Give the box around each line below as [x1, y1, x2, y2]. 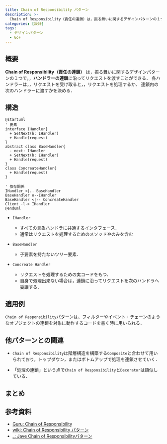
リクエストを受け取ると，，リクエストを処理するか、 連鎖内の [33, 81, 159, 87]
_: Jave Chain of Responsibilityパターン [12, 433, 93, 439]
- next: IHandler [9, 148, 46, 153]
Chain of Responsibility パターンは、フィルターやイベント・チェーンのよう [5, 314, 161, 320]
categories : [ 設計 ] [5, 21, 44, 26]
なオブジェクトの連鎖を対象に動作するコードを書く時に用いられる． [5, 320, 145, 326]
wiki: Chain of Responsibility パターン [12, 427, 89, 433]
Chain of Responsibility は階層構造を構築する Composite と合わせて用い [12, 350, 158, 356]
